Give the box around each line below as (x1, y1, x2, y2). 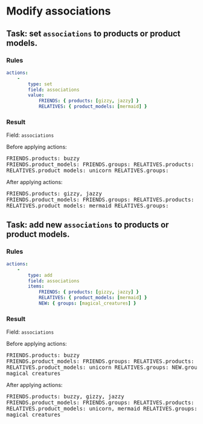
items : (28, 283, 45, 290)
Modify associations (6, 4, 111, 18)
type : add (28, 272, 53, 278)
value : (28, 92, 45, 98)
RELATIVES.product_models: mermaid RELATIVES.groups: (6, 202, 169, 210)
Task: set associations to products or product (6, 28, 181, 39)
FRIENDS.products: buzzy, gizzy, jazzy (6, 393, 124, 400)
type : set (28, 81, 53, 87)
